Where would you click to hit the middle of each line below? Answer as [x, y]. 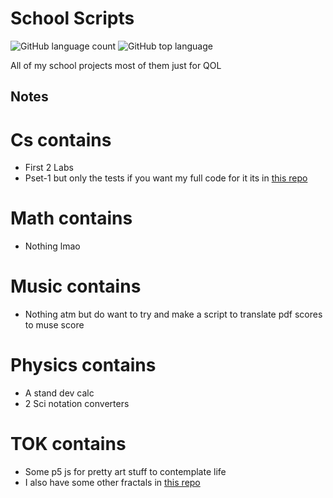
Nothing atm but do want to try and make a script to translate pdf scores [173, 314]
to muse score [54, 325]
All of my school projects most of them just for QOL [116, 65]
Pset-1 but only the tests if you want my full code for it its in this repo [166, 178]
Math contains [71, 218]
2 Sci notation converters [77, 404]
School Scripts [72, 18]
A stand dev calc [59, 393]
